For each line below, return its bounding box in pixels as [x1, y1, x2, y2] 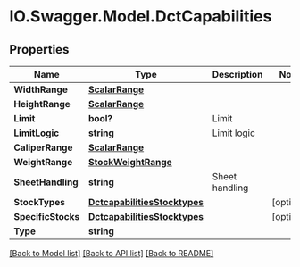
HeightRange [13, 98, 71, 110]
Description [212, 69, 263, 80]
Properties [9, 42, 70, 57]
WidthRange [13, 83, 69, 96]
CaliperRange [13, 141, 73, 154]
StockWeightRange [87, 156, 172, 168]
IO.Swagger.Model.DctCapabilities [9, 6, 272, 27]
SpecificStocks [13, 211, 80, 222]
